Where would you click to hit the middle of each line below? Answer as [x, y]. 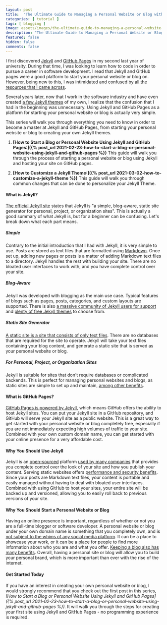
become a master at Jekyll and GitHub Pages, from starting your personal [81, 127]
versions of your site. [27, 499]
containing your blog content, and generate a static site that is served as [80, 345]
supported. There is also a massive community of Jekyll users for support [81, 306]
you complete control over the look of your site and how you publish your [80, 467]
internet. [14, 563]
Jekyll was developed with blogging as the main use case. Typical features [82, 295]
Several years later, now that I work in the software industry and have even [82, 97]
